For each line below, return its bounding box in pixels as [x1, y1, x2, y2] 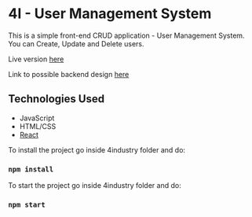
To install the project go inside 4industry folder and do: [8, 145, 186, 154]
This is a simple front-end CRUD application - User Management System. [8, 31, 245, 40]
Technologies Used [8, 92, 104, 106]
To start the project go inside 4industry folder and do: [8, 181, 182, 190]
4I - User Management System [8, 5, 212, 23]
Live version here [8, 54, 64, 64]
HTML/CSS [19, 121, 57, 131]
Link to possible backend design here [8, 69, 130, 79]
